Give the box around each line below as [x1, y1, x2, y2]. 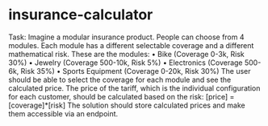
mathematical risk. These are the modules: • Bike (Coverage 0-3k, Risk [8, 49, 245, 59]
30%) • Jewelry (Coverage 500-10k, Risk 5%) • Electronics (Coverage [8, 58, 244, 67]
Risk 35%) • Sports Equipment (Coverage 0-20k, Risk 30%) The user [20, 66, 252, 75]
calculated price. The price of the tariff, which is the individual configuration [8, 83, 261, 93]
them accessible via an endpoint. [8, 108, 119, 118]
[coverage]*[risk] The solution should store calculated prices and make [8, 100, 245, 110]
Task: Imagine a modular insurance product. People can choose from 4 [8, 32, 245, 42]
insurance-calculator [8, 6, 153, 24]
